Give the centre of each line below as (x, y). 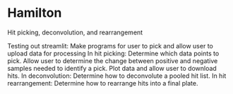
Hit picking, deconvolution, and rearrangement (75, 32)
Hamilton (35, 13)
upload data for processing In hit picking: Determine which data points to (113, 53)
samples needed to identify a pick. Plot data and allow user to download (112, 68)
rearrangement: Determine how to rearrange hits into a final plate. (103, 83)
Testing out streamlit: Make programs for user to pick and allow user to (110, 46)
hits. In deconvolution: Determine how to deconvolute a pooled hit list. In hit (117, 76)
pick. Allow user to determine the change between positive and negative (113, 60)
